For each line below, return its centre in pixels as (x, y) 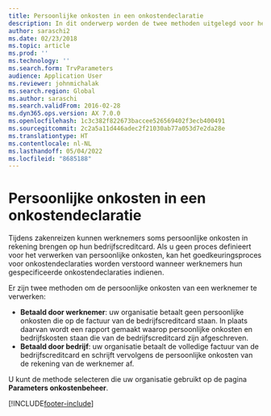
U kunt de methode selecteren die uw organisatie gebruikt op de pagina (128, 380)
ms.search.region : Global (52, 91)
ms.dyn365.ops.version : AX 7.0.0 (65, 114)
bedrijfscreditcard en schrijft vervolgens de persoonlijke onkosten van (136, 355)
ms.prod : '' (28, 53)
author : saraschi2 (39, 31)
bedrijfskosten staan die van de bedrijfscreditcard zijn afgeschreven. (134, 338)
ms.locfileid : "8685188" (50, 158)
